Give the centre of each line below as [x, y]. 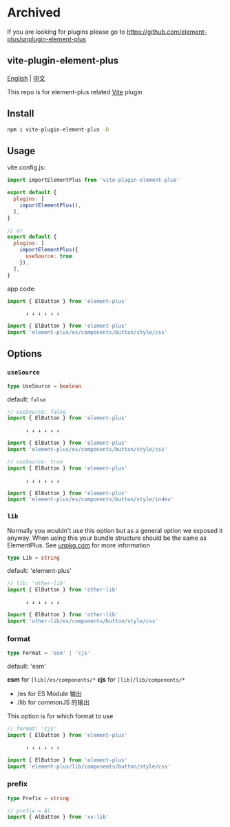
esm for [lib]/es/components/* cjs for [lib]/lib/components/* [96, 680]
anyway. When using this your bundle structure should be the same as [107, 538]
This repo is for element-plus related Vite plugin [75, 92]
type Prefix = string [38, 798]
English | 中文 [27, 78]
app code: [22, 289]
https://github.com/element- [167, 32]
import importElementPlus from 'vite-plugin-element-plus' [94, 180]
